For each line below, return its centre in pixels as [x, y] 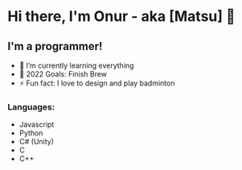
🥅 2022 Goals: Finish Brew [63, 74]
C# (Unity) [36, 142]
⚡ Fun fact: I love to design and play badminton [97, 83]
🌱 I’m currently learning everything [76, 65]
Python [31, 133]
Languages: [31, 106]
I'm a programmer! [55, 46]
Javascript [37, 125]
